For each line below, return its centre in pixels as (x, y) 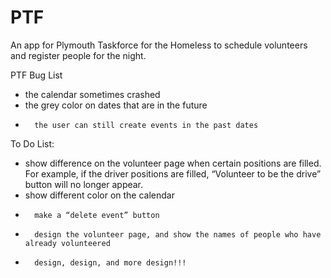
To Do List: (32, 143)
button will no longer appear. (84, 184)
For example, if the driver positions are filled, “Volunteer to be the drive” (173, 173)
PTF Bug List (36, 75)
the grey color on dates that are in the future (116, 105)
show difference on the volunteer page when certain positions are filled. (173, 163)
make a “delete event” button (97, 215)
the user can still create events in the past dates (146, 125)
